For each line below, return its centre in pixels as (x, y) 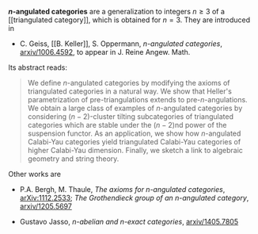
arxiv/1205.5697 (46, 206)
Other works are (35, 174)
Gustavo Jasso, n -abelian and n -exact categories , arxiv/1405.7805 (129, 222)
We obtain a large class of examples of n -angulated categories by (135, 108)
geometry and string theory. (73, 159)
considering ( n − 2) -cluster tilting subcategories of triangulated (130, 117)
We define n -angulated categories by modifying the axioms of (129, 83)
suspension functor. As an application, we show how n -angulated (134, 133)
